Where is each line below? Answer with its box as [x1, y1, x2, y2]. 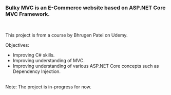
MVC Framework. [5, 10, 50, 17]
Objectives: [5, 42, 29, 48]
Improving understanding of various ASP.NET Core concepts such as [12, 63, 159, 69]
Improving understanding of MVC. [12, 58, 85, 64]
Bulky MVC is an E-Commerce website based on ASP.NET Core [5, 4, 166, 11]
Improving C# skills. [12, 52, 55, 58]
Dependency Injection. [12, 68, 61, 74]
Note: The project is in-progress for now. [5, 84, 91, 90]
